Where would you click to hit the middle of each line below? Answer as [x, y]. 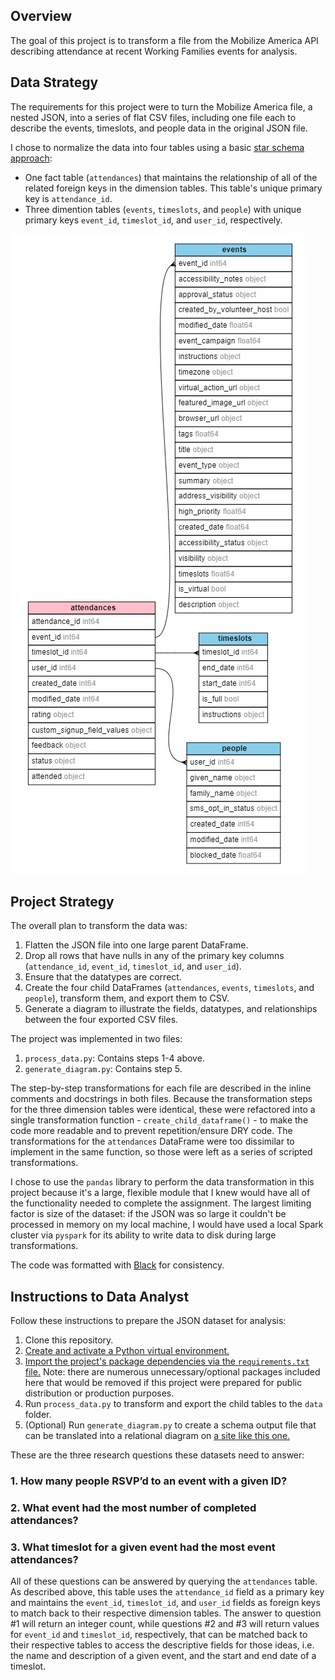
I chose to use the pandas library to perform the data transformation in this [162, 1182]
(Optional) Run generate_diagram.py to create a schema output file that [170, 1425]
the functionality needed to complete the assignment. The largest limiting [161, 1203]
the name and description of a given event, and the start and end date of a [163, 1656]
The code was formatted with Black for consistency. [117, 1265]
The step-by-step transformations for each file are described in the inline [161, 1088]
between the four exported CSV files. [101, 1020]
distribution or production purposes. [99, 1393]
